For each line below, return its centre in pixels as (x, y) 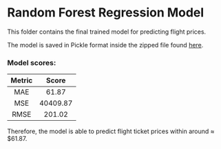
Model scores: (32, 62)
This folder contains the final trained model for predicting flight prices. (107, 32)
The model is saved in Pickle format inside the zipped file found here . (105, 45)
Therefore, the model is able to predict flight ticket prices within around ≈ (111, 131)
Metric (22, 80)
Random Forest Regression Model (106, 13)
